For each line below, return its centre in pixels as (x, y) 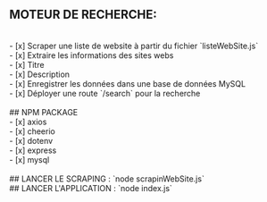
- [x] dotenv (31, 140)
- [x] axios (28, 122)
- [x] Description (39, 74)
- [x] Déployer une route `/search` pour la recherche (105, 93)
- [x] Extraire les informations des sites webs (92, 55)
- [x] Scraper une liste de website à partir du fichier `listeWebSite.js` (134, 46)
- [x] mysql (29, 159)
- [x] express (33, 150)
